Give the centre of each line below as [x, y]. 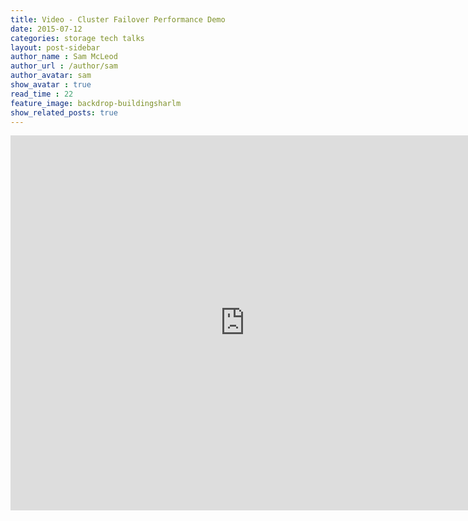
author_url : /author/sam [64, 66]
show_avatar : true [51, 85]
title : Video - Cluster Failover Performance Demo [118, 19]
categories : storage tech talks [77, 38]
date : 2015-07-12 [46, 29]
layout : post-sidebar [55, 47]
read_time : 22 [42, 94]
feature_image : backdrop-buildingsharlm [96, 103]
